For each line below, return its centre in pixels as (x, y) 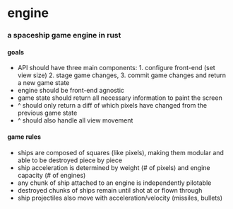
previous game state (47, 113)
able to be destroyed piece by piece (70, 160)
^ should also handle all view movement (75, 120)
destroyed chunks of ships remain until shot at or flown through (110, 190)
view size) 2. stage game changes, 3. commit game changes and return (122, 75)
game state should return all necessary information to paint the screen (120, 98)
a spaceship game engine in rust (64, 35)
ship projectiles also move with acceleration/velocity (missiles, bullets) (120, 198)
